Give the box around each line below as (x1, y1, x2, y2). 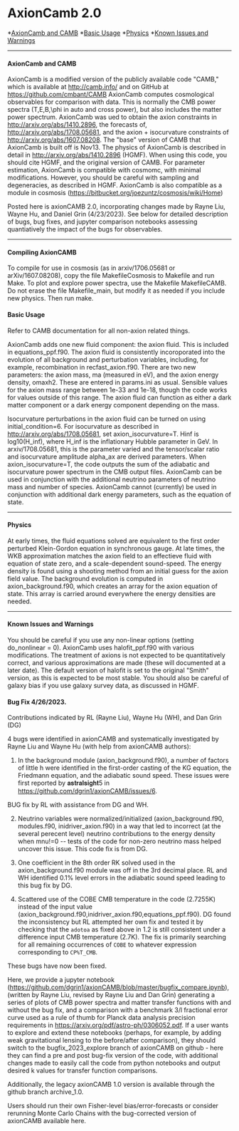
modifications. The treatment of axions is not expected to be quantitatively (7, 650, 225, 660)
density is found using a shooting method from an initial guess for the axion (7, 566, 229, 575)
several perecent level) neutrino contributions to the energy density (17, 830, 216, 838)
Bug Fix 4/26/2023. (7, 697, 67, 706)
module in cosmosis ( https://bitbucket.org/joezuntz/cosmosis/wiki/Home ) (7, 189, 223, 197)
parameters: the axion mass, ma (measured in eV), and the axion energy (7, 370, 219, 379)
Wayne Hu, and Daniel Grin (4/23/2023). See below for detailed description (7, 210, 229, 219)
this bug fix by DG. (17, 881, 73, 890)
